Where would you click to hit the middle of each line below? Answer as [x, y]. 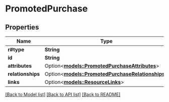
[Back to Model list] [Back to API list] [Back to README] [63, 94]
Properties [22, 27]
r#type [16, 49]
